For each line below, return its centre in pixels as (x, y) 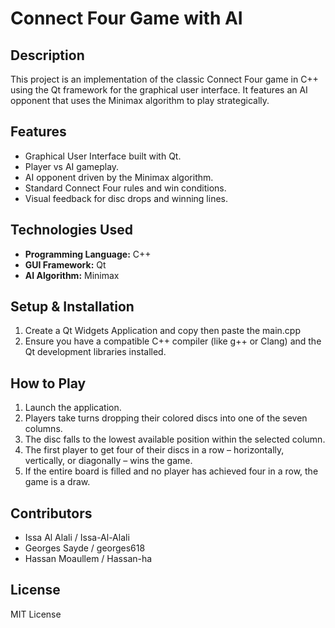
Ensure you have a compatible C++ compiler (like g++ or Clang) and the (173, 341)
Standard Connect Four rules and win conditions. (125, 188)
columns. (43, 429)
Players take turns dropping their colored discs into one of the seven (166, 418)
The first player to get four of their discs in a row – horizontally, (154, 450)
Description (47, 55)
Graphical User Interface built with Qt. (103, 156)
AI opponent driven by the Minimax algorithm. (119, 177)
